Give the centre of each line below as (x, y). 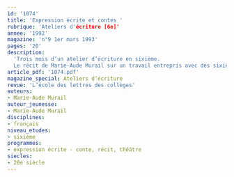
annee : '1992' (28, 33)
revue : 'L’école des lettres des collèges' (71, 85)
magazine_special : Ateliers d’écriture (65, 78)
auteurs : (20, 91)
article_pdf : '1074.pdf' (43, 72)
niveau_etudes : (29, 130)
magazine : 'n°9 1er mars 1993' (53, 40)
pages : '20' (24, 46)
